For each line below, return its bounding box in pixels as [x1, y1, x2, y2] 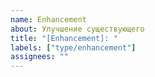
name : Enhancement [10, 14, 87, 25]
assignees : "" [10, 52, 70, 62]
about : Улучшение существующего [10, 24, 145, 34]
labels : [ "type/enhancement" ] [10, 42, 137, 53]
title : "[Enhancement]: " [10, 33, 118, 43]
